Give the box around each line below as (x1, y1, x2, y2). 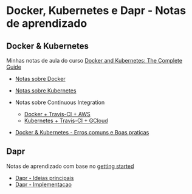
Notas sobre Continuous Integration (15, 99, 105, 106)
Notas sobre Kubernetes (15, 87, 77, 94)
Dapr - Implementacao (15, 181, 72, 188)
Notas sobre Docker (15, 75, 66, 82)
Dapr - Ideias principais (15, 174, 74, 181)
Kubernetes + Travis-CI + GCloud (24, 117, 108, 124)
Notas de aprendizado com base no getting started (6, 162, 134, 170)
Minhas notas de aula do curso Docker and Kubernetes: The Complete (6, 57, 183, 64)
